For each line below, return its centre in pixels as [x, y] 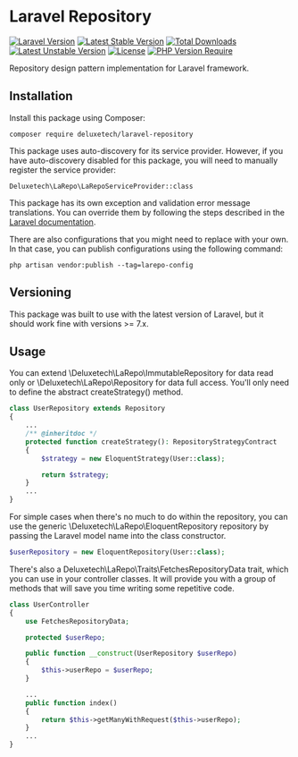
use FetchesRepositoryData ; [77, 621]
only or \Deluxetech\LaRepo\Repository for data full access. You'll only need [149, 383]
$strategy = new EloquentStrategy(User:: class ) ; [133, 458]
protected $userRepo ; [65, 637]
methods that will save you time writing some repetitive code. [122, 588]
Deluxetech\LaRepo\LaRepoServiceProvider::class [101, 186]
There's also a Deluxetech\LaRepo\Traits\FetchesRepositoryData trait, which [149, 569]
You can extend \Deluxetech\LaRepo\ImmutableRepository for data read [141, 373]
